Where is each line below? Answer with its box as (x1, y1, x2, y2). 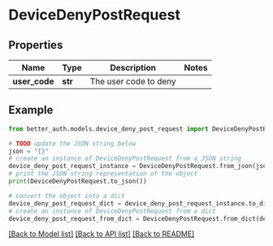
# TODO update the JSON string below (8, 140, 136, 148)
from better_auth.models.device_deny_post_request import (8, 124, 209, 133)
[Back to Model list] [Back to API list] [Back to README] (8, 229, 195, 239)
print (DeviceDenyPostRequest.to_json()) (8, 177, 148, 186)
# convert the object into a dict (8, 192, 126, 200)
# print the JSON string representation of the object (8, 170, 198, 178)
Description (109, 63, 157, 73)
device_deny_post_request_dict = (8, 199, 122, 208)
